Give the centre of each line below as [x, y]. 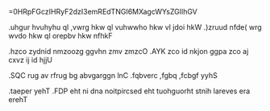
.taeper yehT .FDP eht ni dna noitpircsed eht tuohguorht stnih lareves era [129, 91]
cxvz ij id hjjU [30, 60]
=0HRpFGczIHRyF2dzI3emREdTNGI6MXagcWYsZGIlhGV [103, 12]
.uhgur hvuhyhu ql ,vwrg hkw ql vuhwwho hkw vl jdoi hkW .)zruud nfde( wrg [135, 27]
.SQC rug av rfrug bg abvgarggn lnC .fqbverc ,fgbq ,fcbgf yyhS [113, 75]
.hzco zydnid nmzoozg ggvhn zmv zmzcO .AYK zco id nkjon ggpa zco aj [129, 51]
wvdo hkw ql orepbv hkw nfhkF [60, 36]
